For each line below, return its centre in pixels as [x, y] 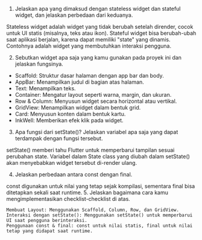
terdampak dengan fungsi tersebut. [59, 138]
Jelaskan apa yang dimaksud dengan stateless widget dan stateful [98, 9]
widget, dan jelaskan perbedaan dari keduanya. [74, 15]
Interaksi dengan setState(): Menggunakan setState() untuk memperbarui [99, 215]
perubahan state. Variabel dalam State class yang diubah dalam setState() [98, 156]
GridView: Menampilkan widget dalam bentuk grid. [78, 107]
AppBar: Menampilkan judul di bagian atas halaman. [80, 82]
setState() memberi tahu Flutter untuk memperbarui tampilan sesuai [90, 150]
